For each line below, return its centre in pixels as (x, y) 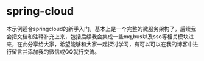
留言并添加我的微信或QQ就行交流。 (56, 52)
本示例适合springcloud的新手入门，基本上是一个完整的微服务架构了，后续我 (101, 29)
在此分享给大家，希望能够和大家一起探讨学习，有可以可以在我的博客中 (105, 44)
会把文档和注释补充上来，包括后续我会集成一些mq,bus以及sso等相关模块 (97, 36)
